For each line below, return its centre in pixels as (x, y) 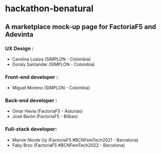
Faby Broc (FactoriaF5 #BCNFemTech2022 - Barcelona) (69, 145)
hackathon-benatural (49, 9)
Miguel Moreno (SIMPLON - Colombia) (51, 88)
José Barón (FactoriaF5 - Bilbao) (45, 117)
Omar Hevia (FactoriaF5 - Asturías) (47, 111)
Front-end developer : (32, 77)
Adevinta (19, 34)
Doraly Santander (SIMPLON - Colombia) (53, 64)
